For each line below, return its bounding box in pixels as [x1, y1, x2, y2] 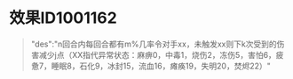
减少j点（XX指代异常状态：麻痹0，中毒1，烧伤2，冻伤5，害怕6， [38, 49, 277, 60]
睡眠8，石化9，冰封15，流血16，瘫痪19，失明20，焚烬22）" [51, 61, 271, 71]
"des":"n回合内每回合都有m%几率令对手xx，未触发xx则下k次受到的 [30, 39, 277, 49]
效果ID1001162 [9, 8, 117, 28]
